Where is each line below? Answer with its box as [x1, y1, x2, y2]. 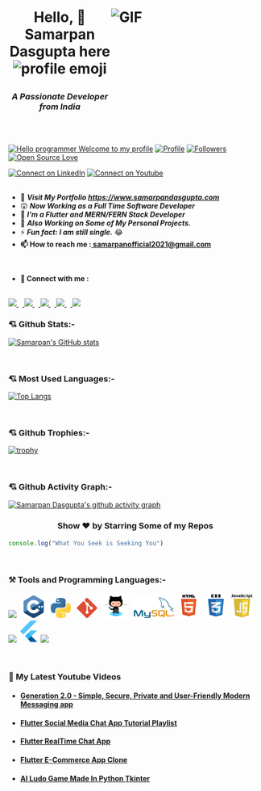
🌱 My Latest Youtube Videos [8, 671, 122, 682]
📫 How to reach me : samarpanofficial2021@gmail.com [19, 239, 212, 249]
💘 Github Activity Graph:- [8, 482, 113, 493]
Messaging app [19, 700, 74, 709]
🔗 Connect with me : [19, 273, 89, 283]
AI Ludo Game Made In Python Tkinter [19, 773, 151, 783]
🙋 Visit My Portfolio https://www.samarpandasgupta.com [19, 192, 220, 202]
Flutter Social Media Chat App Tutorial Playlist [19, 717, 177, 727]
